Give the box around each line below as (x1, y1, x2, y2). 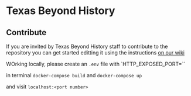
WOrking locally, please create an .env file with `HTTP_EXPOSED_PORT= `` (6, 60, 186, 67)
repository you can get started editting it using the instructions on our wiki (6, 49, 185, 56)
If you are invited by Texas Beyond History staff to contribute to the (6, 43, 168, 50)
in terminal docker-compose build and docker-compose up (6, 72, 142, 78)
